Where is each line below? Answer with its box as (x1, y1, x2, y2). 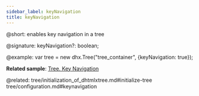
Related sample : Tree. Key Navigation (6, 65, 99, 72)
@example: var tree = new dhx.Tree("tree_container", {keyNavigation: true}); (6, 53, 194, 60)
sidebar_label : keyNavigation (6, 8, 81, 15)
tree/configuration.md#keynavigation (6, 82, 97, 89)
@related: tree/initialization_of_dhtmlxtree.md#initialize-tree (6, 76, 153, 84)
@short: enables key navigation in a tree (6, 30, 105, 37)
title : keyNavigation (6, 14, 60, 20)
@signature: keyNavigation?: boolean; (6, 42, 99, 49)
